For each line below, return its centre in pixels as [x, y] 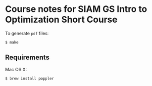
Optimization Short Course [61, 20]
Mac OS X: [16, 69]
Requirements [27, 58]
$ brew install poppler [30, 78]
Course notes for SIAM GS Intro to [76, 9]
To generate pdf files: [27, 33]
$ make [12, 42]
